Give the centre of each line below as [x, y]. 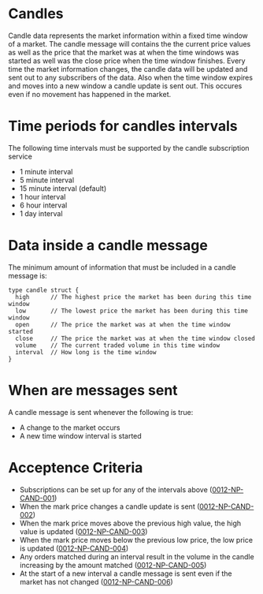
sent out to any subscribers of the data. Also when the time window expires [131, 77]
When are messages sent [93, 390]
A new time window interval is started [80, 435]
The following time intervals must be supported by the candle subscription [129, 148]
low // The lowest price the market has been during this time [131, 311]
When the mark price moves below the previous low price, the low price [136, 540]
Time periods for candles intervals [123, 126]
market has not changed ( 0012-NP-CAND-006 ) [96, 581]
